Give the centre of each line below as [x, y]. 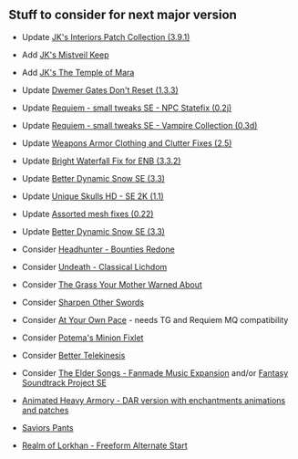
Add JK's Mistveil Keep [65, 55]
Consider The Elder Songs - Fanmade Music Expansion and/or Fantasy [155, 372]
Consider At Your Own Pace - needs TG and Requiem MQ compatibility [155, 319]
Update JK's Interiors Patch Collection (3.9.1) [106, 37]
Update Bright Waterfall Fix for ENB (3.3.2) [101, 161]
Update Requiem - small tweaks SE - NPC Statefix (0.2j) [127, 108]
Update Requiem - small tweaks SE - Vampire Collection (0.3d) [139, 125]
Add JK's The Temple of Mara [78, 72]
